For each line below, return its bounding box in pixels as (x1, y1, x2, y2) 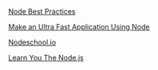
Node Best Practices (8, 7, 76, 16)
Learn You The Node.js (8, 53, 84, 62)
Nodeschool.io (8, 37, 57, 47)
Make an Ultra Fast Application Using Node (8, 22, 150, 31)
